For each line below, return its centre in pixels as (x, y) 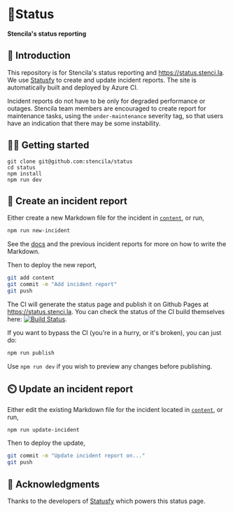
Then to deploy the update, (46, 443)
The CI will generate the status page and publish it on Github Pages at (108, 304)
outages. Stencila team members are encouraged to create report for (107, 108)
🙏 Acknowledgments (54, 484)
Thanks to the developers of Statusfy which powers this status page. (106, 501)
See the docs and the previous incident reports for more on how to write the (117, 244)
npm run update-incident (43, 429)
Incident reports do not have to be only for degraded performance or (106, 101)
